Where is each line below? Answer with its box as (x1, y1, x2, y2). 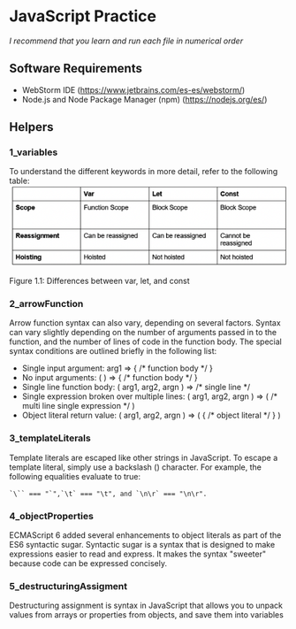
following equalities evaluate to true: (9, 471, 141, 481)
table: (9, 175, 30, 187)
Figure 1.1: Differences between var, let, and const (9, 276, 190, 287)
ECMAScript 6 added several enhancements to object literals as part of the (9, 529, 282, 541)
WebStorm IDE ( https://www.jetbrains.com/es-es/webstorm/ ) (21, 84, 246, 95)
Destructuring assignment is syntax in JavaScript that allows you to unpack (9, 600, 284, 611)
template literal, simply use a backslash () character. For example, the (9, 462, 262, 472)
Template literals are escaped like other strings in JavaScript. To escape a (9, 452, 278, 463)
